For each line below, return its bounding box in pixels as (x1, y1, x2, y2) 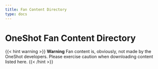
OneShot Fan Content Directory (5, 33, 136, 44)
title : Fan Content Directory (5, 7, 67, 12)
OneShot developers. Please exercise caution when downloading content (5, 54, 153, 60)
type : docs (5, 12, 27, 17)
